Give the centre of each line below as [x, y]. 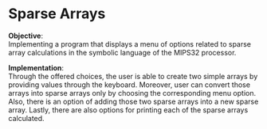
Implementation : [36, 67]
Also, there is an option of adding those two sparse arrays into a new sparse [133, 101]
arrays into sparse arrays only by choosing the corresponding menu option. [132, 93]
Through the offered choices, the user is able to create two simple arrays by [133, 76]
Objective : [26, 36]
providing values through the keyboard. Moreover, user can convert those [130, 85]
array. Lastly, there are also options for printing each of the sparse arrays [128, 110]
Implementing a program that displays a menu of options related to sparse [130, 44]
